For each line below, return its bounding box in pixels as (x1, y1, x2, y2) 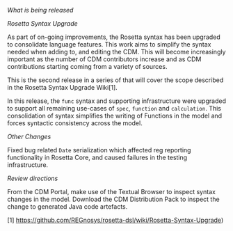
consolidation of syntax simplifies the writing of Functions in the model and (7, 111, 223, 120)
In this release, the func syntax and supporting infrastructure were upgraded (7, 97, 226, 105)
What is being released (7, 6, 74, 14)
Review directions (7, 174, 58, 182)
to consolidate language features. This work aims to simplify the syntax (7, 40, 211, 48)
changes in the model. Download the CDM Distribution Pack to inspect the (7, 195, 220, 203)
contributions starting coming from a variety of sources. (7, 63, 168, 70)
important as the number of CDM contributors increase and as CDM (7, 55, 202, 63)
